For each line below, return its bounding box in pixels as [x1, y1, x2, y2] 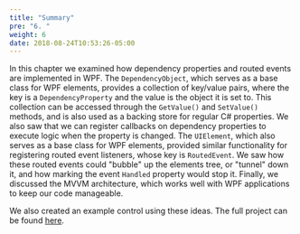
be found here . [9, 215, 65, 226]
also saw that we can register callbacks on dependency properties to [9, 121, 267, 132]
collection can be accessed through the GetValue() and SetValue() [9, 101, 259, 113]
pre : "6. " [9, 22, 51, 31]
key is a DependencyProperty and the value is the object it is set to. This [9, 92, 272, 103]
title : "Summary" [9, 13, 75, 23]
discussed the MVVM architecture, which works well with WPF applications [9, 178, 290, 190]
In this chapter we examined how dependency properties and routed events [9, 63, 292, 74]
